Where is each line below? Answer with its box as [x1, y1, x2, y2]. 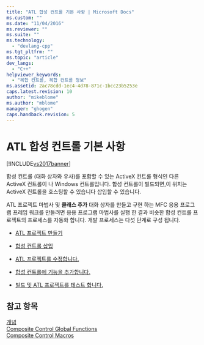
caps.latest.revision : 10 [6, 89, 72, 95]
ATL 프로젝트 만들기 [15, 229, 63, 237]
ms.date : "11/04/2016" [6, 20, 64, 26]
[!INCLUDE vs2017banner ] [6, 160, 71, 168]
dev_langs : [6, 60, 34, 66]
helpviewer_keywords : [6, 72, 62, 78]
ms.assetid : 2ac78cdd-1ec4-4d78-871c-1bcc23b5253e [6, 83, 138, 89]
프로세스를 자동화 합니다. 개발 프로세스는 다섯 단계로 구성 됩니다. [27, 217, 181, 224]
